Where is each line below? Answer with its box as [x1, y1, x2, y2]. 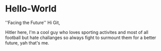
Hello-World [5, 3, 57, 14]
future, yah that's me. [5, 39, 49, 45]
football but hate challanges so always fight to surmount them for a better [5, 34, 157, 40]
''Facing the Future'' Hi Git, [5, 19, 60, 25]
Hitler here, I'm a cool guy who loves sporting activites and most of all [5, 29, 149, 35]
